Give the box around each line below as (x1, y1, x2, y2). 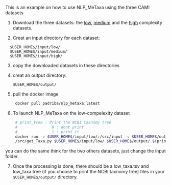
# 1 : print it (15, 129, 80, 134)
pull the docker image (12, 91, 59, 97)
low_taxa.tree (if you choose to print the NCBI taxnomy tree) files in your (12, 169, 165, 175)
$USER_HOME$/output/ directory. (12, 174, 78, 180)
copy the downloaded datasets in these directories (12, 63, 120, 68)
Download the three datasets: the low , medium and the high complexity (12, 20, 162, 25)
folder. (5, 153, 19, 160)
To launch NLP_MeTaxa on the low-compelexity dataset (12, 110, 130, 116)
